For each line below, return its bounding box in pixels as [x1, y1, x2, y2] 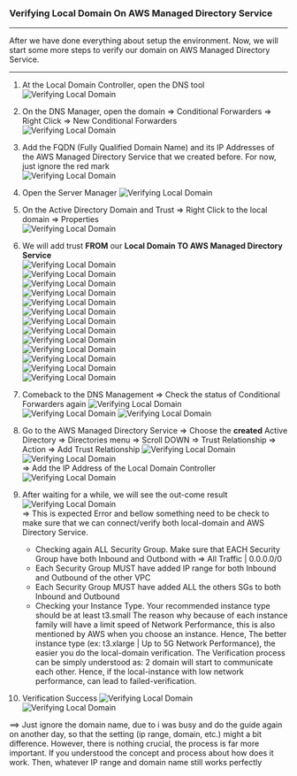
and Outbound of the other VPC [34, 572, 151, 583]
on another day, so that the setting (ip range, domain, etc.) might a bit [9, 729, 263, 740]
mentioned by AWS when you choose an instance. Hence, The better [34, 629, 287, 640]
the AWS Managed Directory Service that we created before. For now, [21, 151, 277, 162]
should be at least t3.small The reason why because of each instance [34, 610, 288, 621]
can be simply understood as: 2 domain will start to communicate [34, 657, 274, 668]
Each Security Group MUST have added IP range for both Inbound [34, 563, 277, 573]
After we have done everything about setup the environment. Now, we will [9, 35, 278, 46]
